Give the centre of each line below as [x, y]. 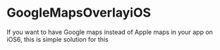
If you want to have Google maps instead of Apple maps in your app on [110, 32]
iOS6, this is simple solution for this [57, 39]
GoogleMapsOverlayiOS [79, 13]
